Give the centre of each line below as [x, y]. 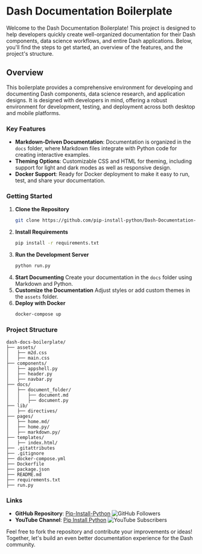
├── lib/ [17, 406]
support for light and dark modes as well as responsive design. [93, 168]
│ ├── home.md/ [28, 422]
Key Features [26, 128]
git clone [27, 220]
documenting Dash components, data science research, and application [96, 94]
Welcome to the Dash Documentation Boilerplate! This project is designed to [101, 28]
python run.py [33, 266]
